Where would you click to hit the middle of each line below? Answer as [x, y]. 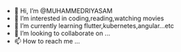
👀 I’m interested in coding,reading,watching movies [89, 18]
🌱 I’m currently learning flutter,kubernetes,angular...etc [94, 26]
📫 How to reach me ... [47, 41]
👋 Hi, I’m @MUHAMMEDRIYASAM [63, 11]
